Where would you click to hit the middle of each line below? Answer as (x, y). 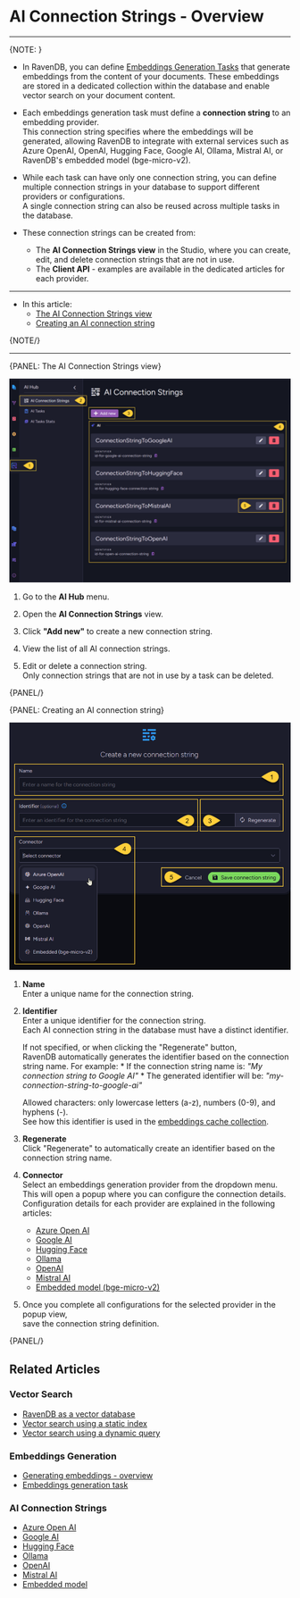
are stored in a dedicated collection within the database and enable (146, 86)
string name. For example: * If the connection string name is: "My (142, 1067)
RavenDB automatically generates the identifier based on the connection (155, 1057)
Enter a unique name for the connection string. (108, 994)
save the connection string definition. (91, 1324)
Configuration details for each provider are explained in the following (148, 1204)
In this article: (47, 304)
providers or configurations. (74, 196)
